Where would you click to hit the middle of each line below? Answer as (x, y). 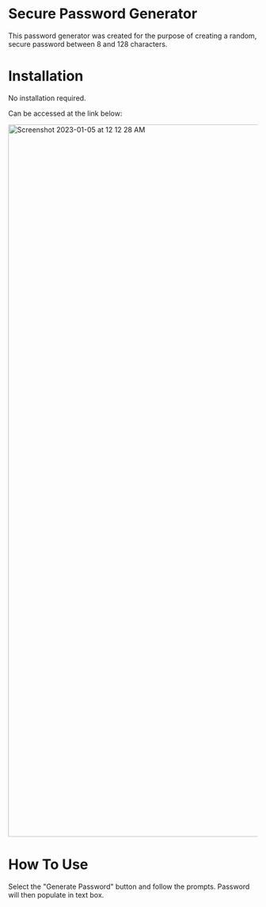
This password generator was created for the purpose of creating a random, (133, 36)
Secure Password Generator (103, 14)
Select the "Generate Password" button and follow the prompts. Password (129, 886)
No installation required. (47, 98)
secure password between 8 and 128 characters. (88, 44)
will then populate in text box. (56, 894)
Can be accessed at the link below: (65, 113)
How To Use (48, 865)
